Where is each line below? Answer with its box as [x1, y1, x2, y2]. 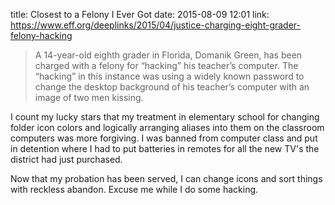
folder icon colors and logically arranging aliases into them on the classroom [10, 122, 325, 133]
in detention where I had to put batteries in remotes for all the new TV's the [10, 143, 320, 154]
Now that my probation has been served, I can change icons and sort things [10, 173, 323, 184]
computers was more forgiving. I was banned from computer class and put [10, 132, 318, 144]
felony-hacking [10, 30, 73, 41]
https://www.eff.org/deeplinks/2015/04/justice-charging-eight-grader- [10, 19, 302, 31]
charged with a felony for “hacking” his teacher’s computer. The [34, 60, 299, 71]
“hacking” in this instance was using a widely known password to [34, 70, 305, 82]
